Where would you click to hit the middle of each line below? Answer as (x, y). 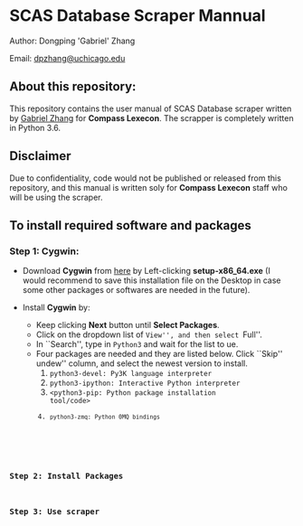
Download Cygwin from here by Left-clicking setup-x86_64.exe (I (147, 271)
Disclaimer (40, 156)
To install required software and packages (130, 225)
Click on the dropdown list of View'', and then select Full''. (149, 334)
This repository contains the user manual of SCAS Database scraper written (151, 108)
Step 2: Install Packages (66, 476)
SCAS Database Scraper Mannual (137, 16)
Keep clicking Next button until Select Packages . (128, 325)
